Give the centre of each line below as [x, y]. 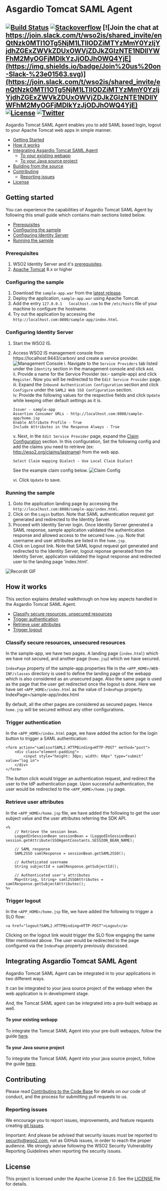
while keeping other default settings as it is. [57, 400]
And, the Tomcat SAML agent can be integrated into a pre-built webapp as [82, 1003]
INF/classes [18, 674]
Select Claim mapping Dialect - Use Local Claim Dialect [73, 461]
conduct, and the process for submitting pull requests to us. [67, 1097]
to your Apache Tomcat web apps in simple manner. [59, 130]
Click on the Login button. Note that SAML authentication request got [83, 514]
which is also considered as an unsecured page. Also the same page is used [84, 679]
